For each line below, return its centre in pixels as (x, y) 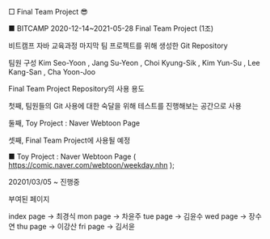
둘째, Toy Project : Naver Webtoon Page (74, 123)
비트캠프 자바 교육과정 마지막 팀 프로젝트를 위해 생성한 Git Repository (118, 45)
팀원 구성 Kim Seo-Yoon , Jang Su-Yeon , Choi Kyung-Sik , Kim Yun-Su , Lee (134, 63)
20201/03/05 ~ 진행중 (44, 182)
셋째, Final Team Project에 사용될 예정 (70, 140)
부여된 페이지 (29, 199)
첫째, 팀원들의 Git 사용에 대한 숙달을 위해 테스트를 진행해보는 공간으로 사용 (125, 106)
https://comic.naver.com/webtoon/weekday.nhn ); (92, 165)
